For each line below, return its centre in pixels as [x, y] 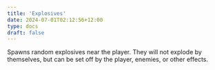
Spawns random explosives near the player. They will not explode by [104, 52]
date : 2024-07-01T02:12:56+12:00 [55, 20]
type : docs [23, 26]
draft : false [26, 33]
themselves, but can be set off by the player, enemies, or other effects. [108, 60]
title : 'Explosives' [37, 13]
